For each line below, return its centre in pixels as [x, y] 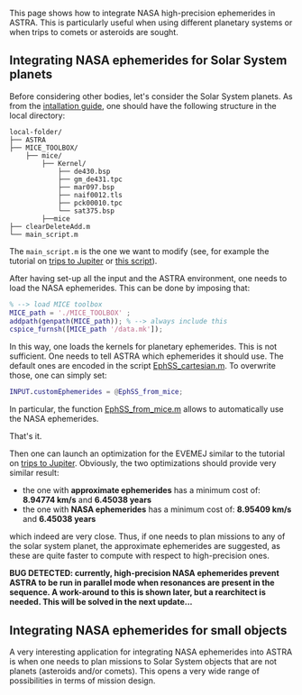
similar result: [34, 473]
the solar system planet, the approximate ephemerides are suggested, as [145, 546]
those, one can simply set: [58, 375]
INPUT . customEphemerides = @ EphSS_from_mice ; [96, 392]
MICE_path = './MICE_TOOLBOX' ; [70, 313]
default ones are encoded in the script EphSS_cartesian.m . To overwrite [143, 366]
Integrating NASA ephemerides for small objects [148, 630]
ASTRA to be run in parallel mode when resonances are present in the [142, 583]
